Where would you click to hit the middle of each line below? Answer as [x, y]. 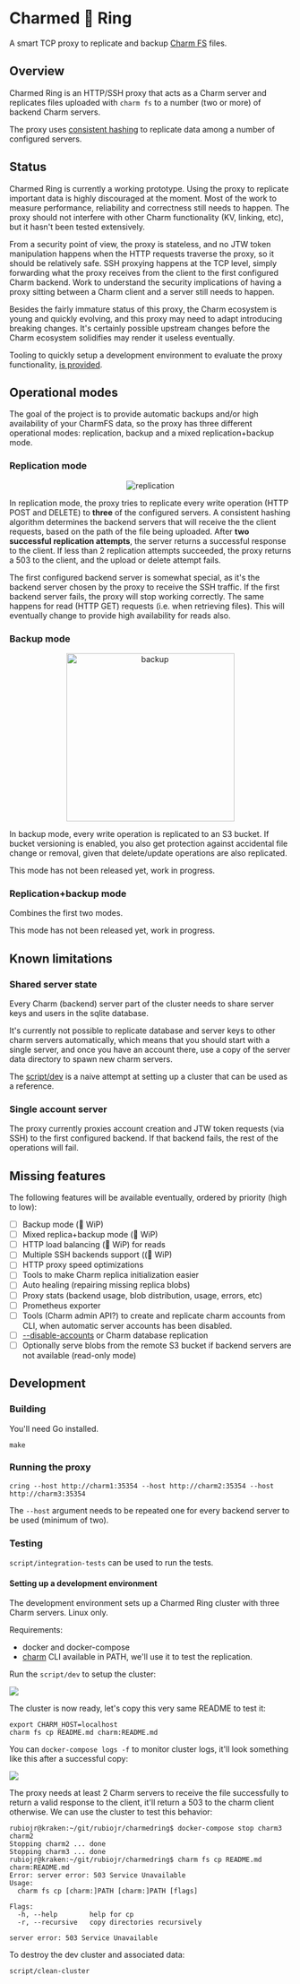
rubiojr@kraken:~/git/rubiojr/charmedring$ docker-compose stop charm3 [146, 1829]
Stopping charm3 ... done [57, 1852]
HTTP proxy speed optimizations [83, 1265]
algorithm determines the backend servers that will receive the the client [143, 522]
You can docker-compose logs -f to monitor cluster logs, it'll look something [149, 1749]
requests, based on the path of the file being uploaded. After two [129, 531]
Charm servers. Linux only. [59, 1613]
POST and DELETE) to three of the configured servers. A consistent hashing [150, 512]
